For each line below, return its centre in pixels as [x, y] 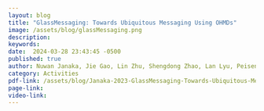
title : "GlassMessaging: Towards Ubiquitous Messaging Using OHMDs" [123, 23]
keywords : [24, 45]
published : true [35, 59]
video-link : [27, 95]
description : [29, 37]
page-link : [26, 88]
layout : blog [29, 15]
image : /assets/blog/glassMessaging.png [75, 30]
